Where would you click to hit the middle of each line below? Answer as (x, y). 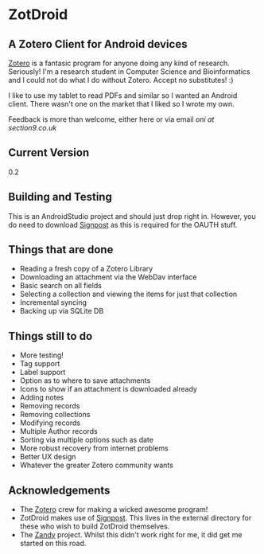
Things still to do (50, 336)
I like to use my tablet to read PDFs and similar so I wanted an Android (123, 96)
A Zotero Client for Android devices (98, 44)
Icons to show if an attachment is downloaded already (108, 389)
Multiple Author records (58, 431)
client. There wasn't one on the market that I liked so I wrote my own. (121, 104)
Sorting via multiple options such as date (86, 440)
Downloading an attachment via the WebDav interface (108, 277)
